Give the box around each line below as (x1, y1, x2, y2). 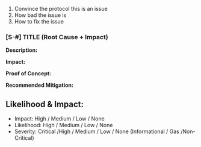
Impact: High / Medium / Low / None (14, 115, 105, 122)
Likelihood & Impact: (5, 99, 84, 109)
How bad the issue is (14, 11, 67, 19)
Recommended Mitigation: (5, 81, 73, 89)
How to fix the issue (14, 18, 64, 25)
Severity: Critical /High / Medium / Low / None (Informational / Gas (14, 128, 180, 135)
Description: (5, 46, 37, 54)
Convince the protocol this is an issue (14, 5, 108, 12)
